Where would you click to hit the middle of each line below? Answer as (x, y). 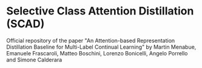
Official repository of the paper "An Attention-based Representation (91, 40)
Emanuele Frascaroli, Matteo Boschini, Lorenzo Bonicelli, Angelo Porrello (97, 53)
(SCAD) (25, 24)
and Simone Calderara (34, 60)
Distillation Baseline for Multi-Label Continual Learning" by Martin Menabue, (101, 47)
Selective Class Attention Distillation (100, 11)
